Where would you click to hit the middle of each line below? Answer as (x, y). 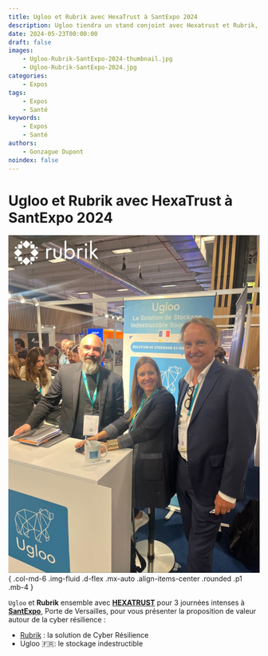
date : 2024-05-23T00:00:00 (53, 34)
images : (21, 51)
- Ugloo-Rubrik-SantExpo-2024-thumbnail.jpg (98, 59)
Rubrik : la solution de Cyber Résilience (84, 634)
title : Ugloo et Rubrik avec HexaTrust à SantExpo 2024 (103, 17)
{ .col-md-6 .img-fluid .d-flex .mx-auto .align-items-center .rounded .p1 (125, 578)
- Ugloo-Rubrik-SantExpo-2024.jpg (80, 68)
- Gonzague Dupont (53, 152)
